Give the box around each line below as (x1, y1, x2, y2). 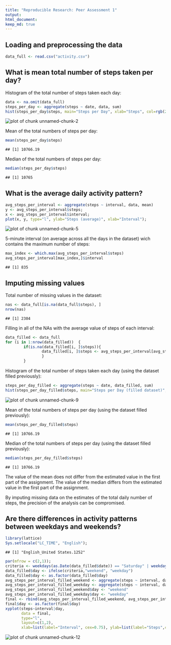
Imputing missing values (5, 279, 85, 287)
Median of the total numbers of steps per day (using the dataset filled (5, 440, 151, 446)
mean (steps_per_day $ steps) (5, 138, 63, 143)
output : (5, 12, 22, 17)
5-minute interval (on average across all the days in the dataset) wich (5, 235, 151, 242)
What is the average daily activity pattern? (5, 189, 143, 198)
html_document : (5, 17, 38, 22)
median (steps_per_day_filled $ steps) (5, 455, 83, 461)
